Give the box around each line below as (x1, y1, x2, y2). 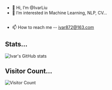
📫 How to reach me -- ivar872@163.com (12, 24, 94, 30)
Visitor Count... (5, 67, 53, 75)
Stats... (5, 40, 28, 48)
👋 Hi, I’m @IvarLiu (12, 5, 48, 11)
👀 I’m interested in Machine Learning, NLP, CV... (12, 10, 107, 16)
